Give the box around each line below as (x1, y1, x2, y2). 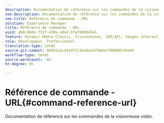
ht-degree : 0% (5, 61, 34, 66)
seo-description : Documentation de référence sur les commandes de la (5, 12, 152, 17)
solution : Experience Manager (5, 20, 67, 26)
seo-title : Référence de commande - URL (5, 16, 89, 21)
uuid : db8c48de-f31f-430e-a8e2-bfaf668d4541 (5, 30, 97, 35)
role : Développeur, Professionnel (5, 39, 76, 44)
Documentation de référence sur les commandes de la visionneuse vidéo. (5, 113, 153, 120)
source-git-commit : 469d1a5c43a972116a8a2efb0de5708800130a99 (5, 48, 134, 53)
